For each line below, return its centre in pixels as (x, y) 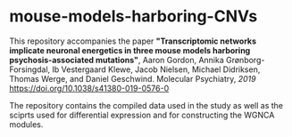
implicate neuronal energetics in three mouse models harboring (130, 50)
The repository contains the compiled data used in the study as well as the (146, 105)
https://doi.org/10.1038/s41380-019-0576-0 (89, 88)
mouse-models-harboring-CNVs (133, 16)
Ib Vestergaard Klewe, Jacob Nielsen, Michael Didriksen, (156, 69)
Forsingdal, (30, 69)
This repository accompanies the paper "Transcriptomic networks (133, 41)
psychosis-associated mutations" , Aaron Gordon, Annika (117, 60)
